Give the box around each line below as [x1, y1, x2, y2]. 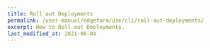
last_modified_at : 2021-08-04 [7, 30, 97, 37]
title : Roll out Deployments [7, 10, 93, 18]
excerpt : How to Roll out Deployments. [7, 23, 125, 30]
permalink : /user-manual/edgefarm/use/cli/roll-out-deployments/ [7, 17, 204, 24]
